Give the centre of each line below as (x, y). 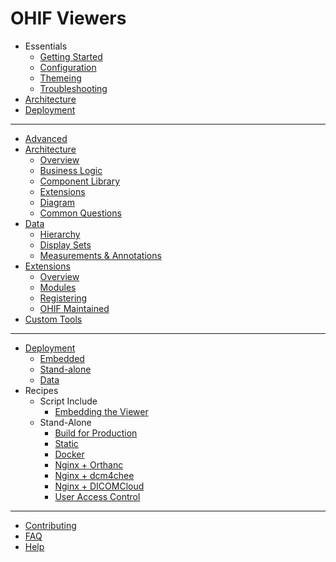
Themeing (60, 78)
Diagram (57, 202)
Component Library (80, 181)
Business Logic (71, 170)
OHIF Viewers (68, 18)
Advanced (46, 138)
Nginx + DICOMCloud (99, 486)
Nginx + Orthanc (89, 464)
